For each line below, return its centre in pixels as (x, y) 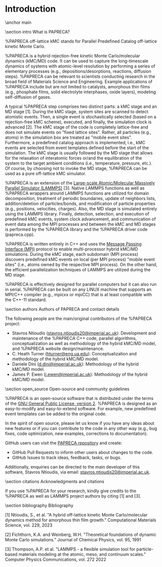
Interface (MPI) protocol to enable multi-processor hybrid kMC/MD (72, 249)
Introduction (30, 9)
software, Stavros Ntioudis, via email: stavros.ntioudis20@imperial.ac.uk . (78, 472)
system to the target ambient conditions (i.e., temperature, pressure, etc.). (79, 163)
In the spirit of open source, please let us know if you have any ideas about (80, 423)
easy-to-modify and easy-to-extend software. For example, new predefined (81, 408)
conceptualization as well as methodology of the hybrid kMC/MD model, (84, 343)
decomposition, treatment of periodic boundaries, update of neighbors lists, (81, 198)
